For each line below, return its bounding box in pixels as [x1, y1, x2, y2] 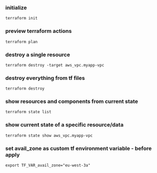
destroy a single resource [5, 51, 70, 58]
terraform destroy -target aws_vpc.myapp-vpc [5, 62, 104, 68]
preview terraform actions [5, 28, 72, 35]
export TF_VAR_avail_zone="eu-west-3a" [5, 163, 91, 168]
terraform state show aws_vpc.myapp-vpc [5, 133, 93, 138]
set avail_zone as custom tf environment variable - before [5, 145, 152, 152]
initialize [5, 4, 27, 11]
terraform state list [5, 110, 52, 115]
